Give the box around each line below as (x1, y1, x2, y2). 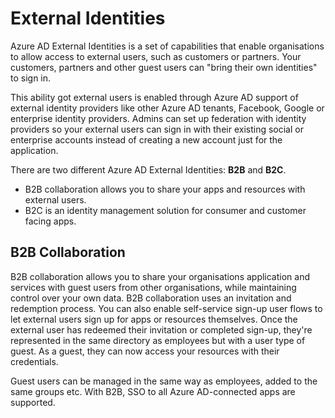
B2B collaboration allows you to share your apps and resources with (24, 183, 306, 195)
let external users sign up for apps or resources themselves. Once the (10, 313, 298, 325)
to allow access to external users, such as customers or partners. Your (10, 50, 302, 62)
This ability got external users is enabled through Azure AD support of (10, 91, 299, 103)
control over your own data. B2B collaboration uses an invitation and (10, 292, 292, 304)
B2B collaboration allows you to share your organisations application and (10, 270, 311, 282)
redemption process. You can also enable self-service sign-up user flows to (10, 302, 323, 314)
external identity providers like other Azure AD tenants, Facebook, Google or (10, 102, 325, 114)
